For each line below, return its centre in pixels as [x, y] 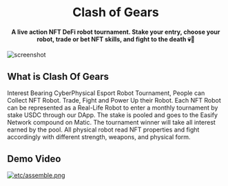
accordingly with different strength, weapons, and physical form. [99, 137]
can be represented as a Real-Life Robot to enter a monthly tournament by [113, 108]
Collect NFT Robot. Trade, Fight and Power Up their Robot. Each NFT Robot [114, 101]
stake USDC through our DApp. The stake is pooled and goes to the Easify [113, 115]
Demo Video [34, 159]
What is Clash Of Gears [58, 76]
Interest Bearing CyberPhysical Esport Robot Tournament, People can [106, 93]
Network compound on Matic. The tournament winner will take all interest [111, 123]
